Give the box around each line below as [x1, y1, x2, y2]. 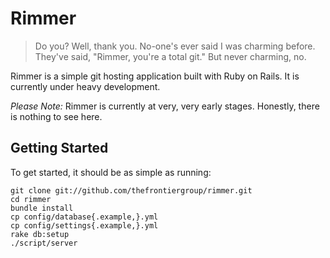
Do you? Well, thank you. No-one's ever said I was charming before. [34, 40, 316, 52]
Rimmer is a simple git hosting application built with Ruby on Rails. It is [10, 70, 300, 82]
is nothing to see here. [10, 110, 103, 122]
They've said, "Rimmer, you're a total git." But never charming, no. [34, 50, 307, 62]
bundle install [10, 203, 74, 213]
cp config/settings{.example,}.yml [10, 220, 159, 231]
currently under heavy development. [10, 80, 161, 92]
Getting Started [10, 140, 109, 157]
